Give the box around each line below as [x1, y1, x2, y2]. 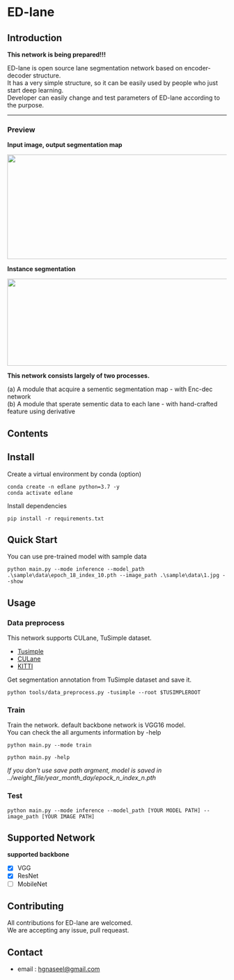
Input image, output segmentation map [7, 141, 123, 149]
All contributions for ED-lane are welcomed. [7, 919, 133, 927]
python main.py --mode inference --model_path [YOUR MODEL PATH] [7, 806, 201, 814]
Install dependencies [7, 501, 68, 510]
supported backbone [7, 850, 70, 859]
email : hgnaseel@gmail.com [17, 965, 100, 973]
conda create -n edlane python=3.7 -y [7, 483, 120, 490]
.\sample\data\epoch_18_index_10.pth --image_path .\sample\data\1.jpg [7, 572, 219, 579]
